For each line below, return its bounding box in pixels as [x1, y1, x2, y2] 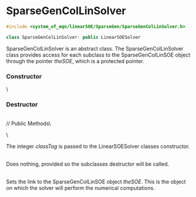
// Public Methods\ [6, 120, 51, 127]
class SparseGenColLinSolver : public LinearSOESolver [6, 34, 141, 40]
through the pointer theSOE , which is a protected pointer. [6, 57, 145, 64]
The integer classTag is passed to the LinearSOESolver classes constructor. [6, 143, 190, 150]
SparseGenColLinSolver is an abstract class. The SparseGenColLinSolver [6, 45, 184, 52]
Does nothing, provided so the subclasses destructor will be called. [6, 160, 170, 168]
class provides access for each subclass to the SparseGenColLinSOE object [6, 51, 191, 58]
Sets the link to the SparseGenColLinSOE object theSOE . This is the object [6, 178, 187, 185]
